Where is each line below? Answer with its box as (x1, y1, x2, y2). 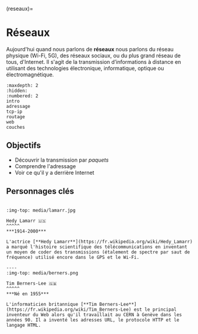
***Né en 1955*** (6, 290, 49, 297)
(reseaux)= (6, 5, 34, 12)
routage (6, 113, 26, 120)
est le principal (133, 307, 177, 313)
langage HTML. (6, 322, 42, 328)
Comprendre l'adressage (14, 162, 76, 169)
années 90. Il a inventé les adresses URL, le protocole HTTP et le (6, 317, 180, 323)
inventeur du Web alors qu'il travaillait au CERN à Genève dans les (6, 311, 183, 318)
